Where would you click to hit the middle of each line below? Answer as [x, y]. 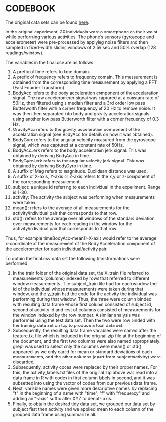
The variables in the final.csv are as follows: [50, 62]
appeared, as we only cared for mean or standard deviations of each [82, 351]
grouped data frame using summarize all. [54, 414]
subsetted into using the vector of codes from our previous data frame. [85, 383]
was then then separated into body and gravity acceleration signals [81, 113]
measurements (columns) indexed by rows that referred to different [81, 278]
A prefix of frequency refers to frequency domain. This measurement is [85, 77]
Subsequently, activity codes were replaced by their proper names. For [85, 367]
